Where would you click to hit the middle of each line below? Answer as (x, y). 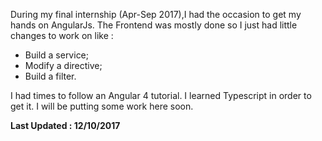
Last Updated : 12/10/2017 (65, 125)
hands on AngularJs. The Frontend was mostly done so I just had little (154, 25)
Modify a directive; (63, 65)
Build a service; (57, 55)
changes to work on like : (62, 35)
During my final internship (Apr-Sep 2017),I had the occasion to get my (156, 14)
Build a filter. (50, 76)
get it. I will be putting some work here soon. (102, 106)
